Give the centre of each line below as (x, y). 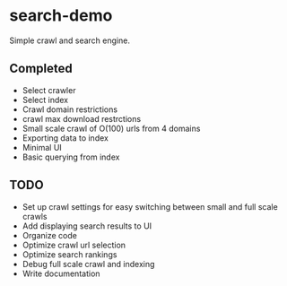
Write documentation (61, 273)
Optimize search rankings (70, 254)
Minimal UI (42, 147)
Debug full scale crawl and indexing (88, 264)
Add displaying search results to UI (87, 226)
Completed (41, 69)
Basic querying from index (71, 157)
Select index (45, 100)
